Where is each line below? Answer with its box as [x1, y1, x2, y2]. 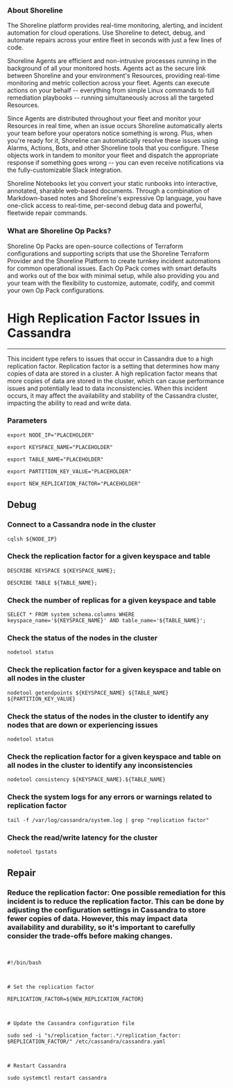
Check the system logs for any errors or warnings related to [7, 792, 213, 802]
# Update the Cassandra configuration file [7, 1019, 135, 1027]
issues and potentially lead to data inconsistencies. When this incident [7, 384, 208, 392]
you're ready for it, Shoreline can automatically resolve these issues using [7, 137, 218, 145]
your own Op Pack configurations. [7, 286, 105, 295]
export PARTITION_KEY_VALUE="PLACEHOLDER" [7, 468, 132, 475]
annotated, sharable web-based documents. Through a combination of [7, 186, 210, 195]
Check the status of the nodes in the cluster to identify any [7, 711, 209, 721]
